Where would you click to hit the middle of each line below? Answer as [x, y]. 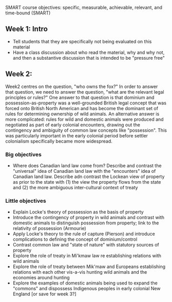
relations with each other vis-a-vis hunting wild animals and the [80, 272]
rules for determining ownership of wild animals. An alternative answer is [82, 114]
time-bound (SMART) [28, 13]
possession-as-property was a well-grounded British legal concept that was [86, 103]
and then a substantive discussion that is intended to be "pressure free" [89, 58]
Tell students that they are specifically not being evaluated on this [82, 41]
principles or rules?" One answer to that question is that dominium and [80, 97]
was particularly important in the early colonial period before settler [77, 135]
